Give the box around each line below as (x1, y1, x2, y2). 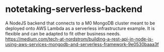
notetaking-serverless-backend (5, 3, 142, 15)
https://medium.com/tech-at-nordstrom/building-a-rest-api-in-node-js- (5, 36, 154, 42)
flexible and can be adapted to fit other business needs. (5, 30, 121, 36)
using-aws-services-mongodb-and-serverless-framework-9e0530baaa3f (5, 41, 159, 47)
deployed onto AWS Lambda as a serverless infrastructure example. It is (5, 25, 155, 31)
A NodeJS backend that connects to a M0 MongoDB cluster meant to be (5, 20, 155, 26)
